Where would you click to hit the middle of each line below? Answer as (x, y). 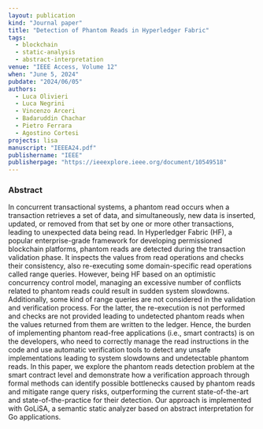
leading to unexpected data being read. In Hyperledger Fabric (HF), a (120, 232)
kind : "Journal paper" (45, 23)
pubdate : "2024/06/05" (45, 81)
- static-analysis (46, 52)
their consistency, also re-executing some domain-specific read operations (130, 266)
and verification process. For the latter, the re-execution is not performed (127, 308)
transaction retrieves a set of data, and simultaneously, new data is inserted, (132, 216)
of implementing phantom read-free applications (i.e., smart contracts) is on (131, 333)
